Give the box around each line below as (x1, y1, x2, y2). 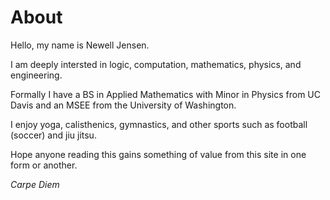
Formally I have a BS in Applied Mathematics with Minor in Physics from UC (10, 88, 321, 100)
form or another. (10, 159, 78, 171)
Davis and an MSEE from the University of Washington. (10, 99, 237, 111)
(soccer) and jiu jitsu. (10, 129, 97, 141)
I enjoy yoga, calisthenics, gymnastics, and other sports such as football (10, 118, 308, 130)
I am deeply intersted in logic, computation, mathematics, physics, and (10, 58, 302, 70)
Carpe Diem (10, 178, 60, 190)
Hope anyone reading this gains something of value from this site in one (10, 148, 307, 160)
